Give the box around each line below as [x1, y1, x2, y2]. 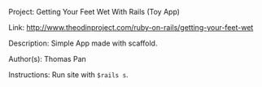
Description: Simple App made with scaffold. [8, 38, 158, 48]
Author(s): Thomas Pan [8, 54, 87, 63]
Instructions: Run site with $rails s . [8, 70, 129, 80]
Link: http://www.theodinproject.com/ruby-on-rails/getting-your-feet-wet [8, 23, 254, 32]
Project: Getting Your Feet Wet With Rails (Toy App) [8, 7, 181, 16]
